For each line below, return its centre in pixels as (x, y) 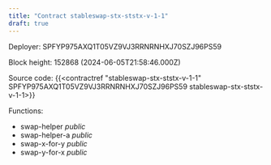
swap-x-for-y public (54, 143)
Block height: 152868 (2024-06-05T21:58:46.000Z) (95, 62)
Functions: (26, 111)
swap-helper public (53, 126)
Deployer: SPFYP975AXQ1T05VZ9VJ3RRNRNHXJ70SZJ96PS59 (115, 46)
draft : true (28, 23)
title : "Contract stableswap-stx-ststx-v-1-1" (88, 16)
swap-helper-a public (56, 135)
